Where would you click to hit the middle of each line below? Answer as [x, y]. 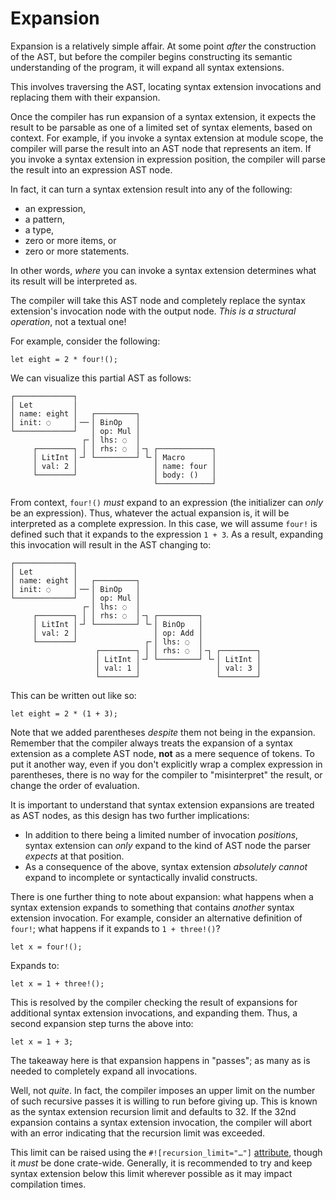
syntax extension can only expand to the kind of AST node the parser [168, 845]
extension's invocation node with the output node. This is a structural [153, 311]
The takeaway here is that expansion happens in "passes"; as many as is [160, 1060]
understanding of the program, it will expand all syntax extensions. [147, 67]
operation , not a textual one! [68, 321]
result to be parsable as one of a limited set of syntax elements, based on [161, 127]
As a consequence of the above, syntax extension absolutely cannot [166, 866]
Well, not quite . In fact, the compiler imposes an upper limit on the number [163, 1090]
